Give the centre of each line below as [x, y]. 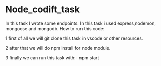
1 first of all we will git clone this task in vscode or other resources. [74, 38]
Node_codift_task [43, 9]
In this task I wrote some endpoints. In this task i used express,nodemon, [80, 23]
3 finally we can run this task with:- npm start [52, 58]
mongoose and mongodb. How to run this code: [55, 28]
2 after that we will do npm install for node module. [58, 48]
